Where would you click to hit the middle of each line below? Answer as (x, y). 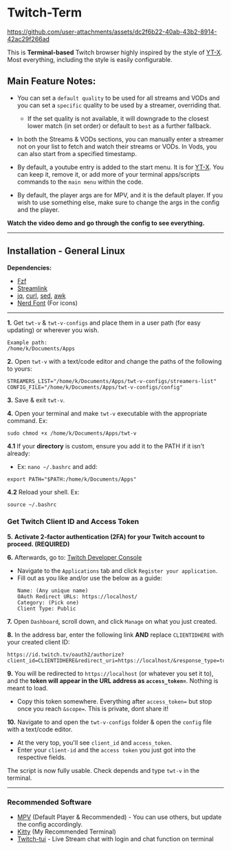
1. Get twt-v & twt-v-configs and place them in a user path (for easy (104, 323)
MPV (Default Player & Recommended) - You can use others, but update (119, 817)
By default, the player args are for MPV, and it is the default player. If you (120, 195)
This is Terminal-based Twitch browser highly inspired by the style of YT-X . (115, 52)
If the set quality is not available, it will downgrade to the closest (118, 118)
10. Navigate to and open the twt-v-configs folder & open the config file (109, 722)
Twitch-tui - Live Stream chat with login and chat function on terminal (115, 839)
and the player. (38, 209)
